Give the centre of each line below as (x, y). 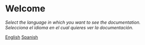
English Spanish (22, 37)
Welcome (25, 9)
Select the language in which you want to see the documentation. (73, 22)
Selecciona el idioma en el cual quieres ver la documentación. (69, 27)
